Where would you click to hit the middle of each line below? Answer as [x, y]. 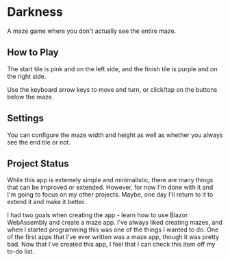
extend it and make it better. [47, 202]
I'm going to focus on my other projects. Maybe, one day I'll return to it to [110, 195]
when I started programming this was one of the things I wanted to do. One [113, 229]
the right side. [27, 76]
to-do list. [21, 251]
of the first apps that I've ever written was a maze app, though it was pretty [113, 237]
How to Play [33, 52]
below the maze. [30, 97]
